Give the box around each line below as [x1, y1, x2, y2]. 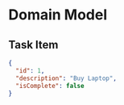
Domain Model [8, 6, 108, 24]
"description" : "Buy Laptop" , [15, 74, 117, 82]
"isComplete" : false [15, 82, 85, 90]
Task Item [8, 38, 59, 52]
